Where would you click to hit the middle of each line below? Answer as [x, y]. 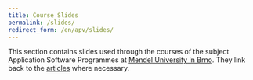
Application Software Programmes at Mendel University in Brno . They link [127, 60]
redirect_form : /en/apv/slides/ [61, 30]
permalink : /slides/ [42, 23]
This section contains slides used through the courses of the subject [119, 52]
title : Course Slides [43, 15]
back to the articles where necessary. [69, 68]
